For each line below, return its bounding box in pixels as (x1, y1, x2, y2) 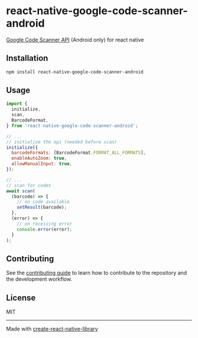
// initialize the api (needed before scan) (6, 139, 117, 145)
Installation (6, 53, 48, 63)
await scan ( (6, 188, 35, 194)
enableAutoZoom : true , (11, 155, 67, 162)
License (6, 293, 36, 303)
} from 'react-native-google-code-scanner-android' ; (6, 123, 138, 129)
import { (6, 101, 28, 107)
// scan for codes (6, 182, 51, 188)
